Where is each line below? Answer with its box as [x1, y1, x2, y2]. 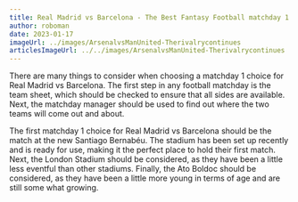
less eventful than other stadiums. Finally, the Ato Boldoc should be [9, 164, 257, 174]
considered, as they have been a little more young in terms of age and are [9, 173, 281, 183]
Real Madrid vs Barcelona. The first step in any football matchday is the [9, 80, 272, 91]
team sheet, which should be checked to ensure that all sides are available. [9, 90, 286, 101]
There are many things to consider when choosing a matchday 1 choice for [9, 70, 284, 81]
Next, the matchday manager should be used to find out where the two [9, 99, 269, 109]
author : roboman [9, 21, 70, 30]
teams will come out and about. [9, 109, 125, 119]
